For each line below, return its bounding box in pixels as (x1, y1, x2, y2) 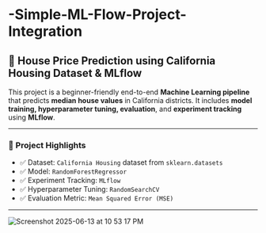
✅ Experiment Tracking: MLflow (19, 176, 121, 185)
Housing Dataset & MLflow (8, 66, 142, 80)
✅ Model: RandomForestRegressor (19, 166, 127, 176)
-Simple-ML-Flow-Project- (8, 6, 188, 24)
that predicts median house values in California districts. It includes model (8, 96, 253, 105)
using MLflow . (8, 113, 55, 122)
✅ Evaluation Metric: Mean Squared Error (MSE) (19, 193, 174, 203)
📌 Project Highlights (8, 139, 86, 151)
